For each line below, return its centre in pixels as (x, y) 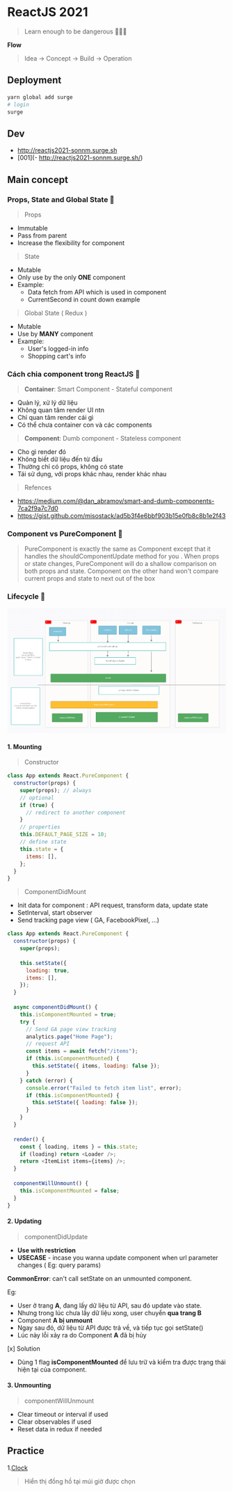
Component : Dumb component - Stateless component (103, 439)
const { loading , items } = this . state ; (79, 1147)
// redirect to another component (76, 812)
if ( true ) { (37, 805)
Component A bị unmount (55, 1320)
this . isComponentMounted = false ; (70, 1191)
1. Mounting (25, 746)
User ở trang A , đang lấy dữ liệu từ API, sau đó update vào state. (109, 1305)
